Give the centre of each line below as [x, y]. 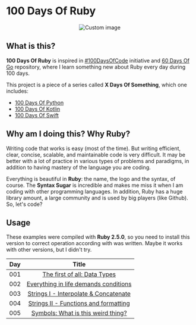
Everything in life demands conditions [79, 284]
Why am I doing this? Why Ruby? [68, 134]
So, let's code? [24, 204]
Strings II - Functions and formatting [79, 304]
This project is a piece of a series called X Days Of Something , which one [97, 85]
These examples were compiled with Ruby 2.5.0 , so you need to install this [98, 237]
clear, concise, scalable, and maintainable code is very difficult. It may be [96, 154]
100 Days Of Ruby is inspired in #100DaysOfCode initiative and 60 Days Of [98, 60]
